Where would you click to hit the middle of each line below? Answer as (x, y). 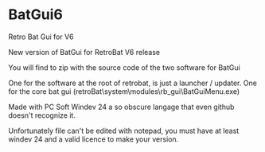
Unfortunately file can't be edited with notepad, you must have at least (124, 131)
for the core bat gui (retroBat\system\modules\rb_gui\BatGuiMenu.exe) (124, 91)
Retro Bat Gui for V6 (41, 37)
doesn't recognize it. (42, 115)
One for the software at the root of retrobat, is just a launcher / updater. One (132, 83)
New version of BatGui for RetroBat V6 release (84, 52)
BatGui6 (36, 15)
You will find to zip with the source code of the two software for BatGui (124, 67)
